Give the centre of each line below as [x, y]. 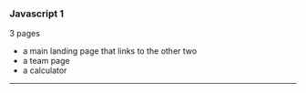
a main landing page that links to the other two [110, 51]
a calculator [45, 70]
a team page [46, 61]
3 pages [25, 34]
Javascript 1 [37, 14]
